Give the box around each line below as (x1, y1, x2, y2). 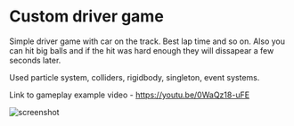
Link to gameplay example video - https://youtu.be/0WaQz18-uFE (9, 89, 250, 100)
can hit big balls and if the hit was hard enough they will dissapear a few (9, 45, 274, 55)
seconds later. (9, 55, 61, 65)
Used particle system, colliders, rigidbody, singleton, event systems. (9, 71, 260, 82)
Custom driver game (9, 6, 165, 27)
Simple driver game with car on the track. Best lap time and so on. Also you (9, 36, 285, 46)
